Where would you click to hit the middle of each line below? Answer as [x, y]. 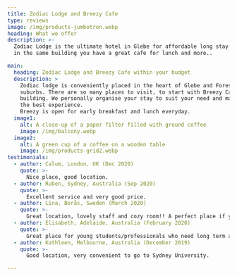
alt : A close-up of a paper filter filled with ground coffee [113, 125]
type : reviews [28, 20]
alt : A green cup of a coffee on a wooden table [93, 144]
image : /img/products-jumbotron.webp [63, 27]
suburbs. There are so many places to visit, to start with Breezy [121, 92]
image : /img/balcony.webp [58, 131]
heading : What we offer [42, 33]
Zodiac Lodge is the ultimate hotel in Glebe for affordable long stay [121, 46]
